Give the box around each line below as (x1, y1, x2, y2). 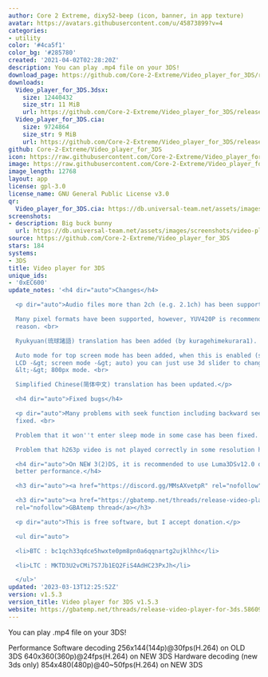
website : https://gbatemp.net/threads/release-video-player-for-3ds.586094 (8, 605, 266, 613)
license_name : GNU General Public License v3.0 (8, 189, 170, 198)
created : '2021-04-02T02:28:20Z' (8, 57, 120, 65)
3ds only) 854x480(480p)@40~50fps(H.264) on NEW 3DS (8, 659, 203, 669)
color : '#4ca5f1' (8, 42, 66, 49)
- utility (8, 34, 41, 42)
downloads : (8, 78, 45, 86)
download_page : (8, 71, 59, 79)
